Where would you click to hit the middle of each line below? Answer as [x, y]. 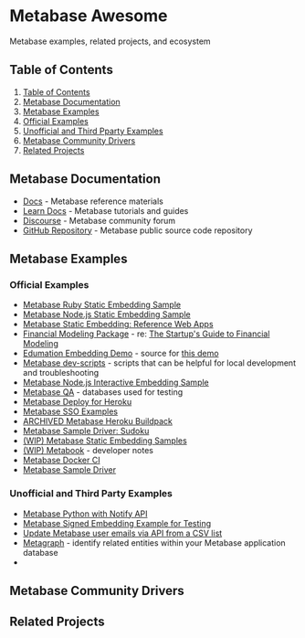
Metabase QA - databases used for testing [103, 392]
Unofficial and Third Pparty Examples [93, 131]
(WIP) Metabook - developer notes [88, 451]
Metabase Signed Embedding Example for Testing [117, 523]
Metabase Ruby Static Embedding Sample [101, 305]
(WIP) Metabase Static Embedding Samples [105, 441]
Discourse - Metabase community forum [99, 220]
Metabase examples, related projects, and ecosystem [110, 41]
